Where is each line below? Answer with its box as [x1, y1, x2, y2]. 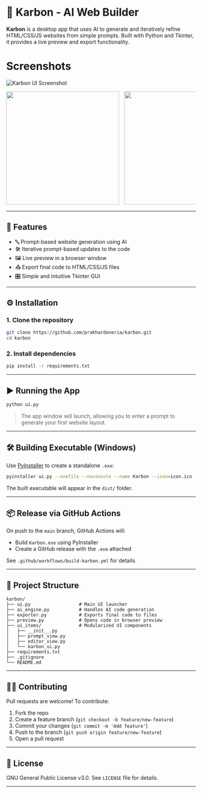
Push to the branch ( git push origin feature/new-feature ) [14, 728, 162, 736]
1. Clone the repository [6, 316, 74, 324]
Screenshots [6, 60, 72, 73]
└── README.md [6, 660, 42, 666]
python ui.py [6, 401, 39, 408]
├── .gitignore [6, 654, 44, 660]
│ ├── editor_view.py [6, 639, 66, 645]
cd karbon [6, 335, 31, 342]
